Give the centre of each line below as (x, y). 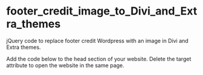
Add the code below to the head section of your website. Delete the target (99, 59)
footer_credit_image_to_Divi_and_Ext (102, 11)
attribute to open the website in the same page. (65, 65)
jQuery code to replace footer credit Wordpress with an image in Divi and (98, 41)
